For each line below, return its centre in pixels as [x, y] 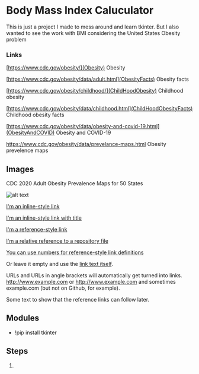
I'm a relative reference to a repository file [57, 241]
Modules [23, 318]
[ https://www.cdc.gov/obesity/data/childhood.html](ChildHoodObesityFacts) [99, 109]
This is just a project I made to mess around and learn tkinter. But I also [93, 27]
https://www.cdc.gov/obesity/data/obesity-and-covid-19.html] [84, 126]
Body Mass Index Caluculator [80, 10]
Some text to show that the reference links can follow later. [78, 300]
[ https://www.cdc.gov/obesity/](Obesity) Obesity [66, 68]
